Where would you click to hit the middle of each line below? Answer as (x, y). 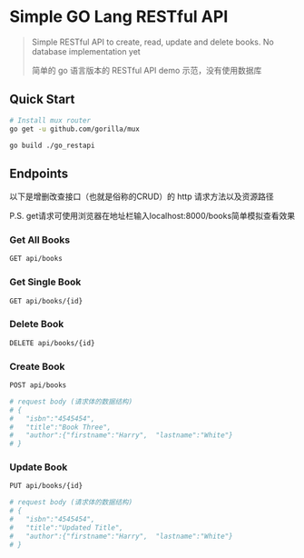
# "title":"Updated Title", (67, 528)
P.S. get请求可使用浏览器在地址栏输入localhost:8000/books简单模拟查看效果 (152, 216)
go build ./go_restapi (52, 145)
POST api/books (38, 385)
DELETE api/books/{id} (52, 343)
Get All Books (40, 240)
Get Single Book (45, 282)
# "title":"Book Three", (60, 427)
